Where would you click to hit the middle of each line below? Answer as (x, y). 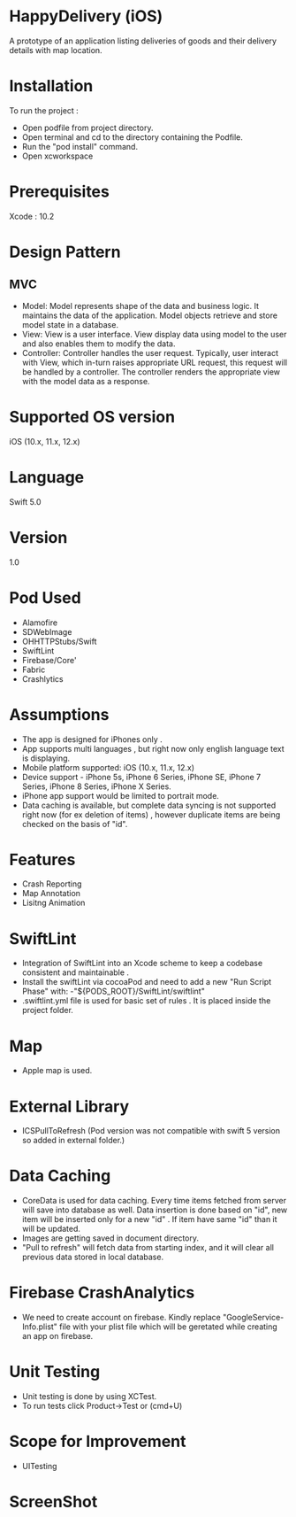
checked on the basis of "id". (75, 824)
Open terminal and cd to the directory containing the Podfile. (132, 137)
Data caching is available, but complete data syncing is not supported (149, 805)
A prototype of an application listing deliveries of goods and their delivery (143, 41)
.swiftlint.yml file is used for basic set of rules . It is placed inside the (146, 1001)
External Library (69, 1107)
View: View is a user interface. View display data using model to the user (154, 334)
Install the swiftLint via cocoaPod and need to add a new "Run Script (147, 982)
